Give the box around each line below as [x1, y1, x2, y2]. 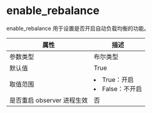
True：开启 [102, 75, 134, 84]
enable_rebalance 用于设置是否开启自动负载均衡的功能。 [6, 24, 150, 32]
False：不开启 [102, 84, 142, 93]
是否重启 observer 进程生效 [9, 96, 88, 104]
